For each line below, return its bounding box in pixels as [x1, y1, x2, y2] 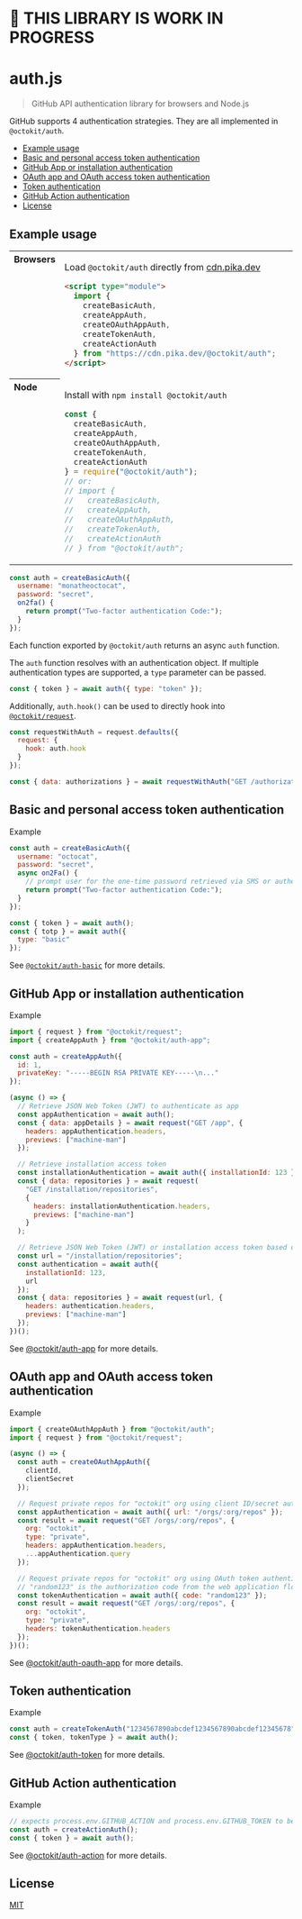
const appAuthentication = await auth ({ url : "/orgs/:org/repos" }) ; [17, 1507, 283, 1516]
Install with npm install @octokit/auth [64, 388, 227, 401]
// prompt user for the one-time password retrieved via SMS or [25, 878, 271, 887]
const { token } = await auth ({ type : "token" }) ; [9, 684, 203, 693]
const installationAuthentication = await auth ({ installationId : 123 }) [17, 1169, 299, 1178]
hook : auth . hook [25, 744, 87, 753]
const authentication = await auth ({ [17, 1260, 159, 1269]
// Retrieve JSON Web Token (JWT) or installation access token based [17, 1243, 288, 1252]
